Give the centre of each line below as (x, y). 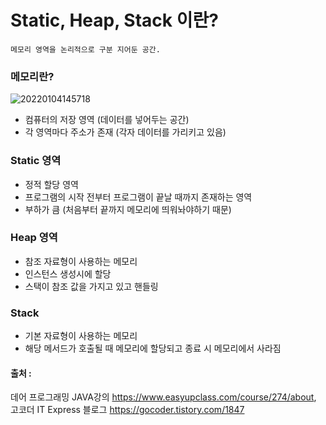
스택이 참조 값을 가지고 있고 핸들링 (91, 286)
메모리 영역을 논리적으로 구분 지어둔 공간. (85, 49)
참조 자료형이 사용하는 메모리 (81, 261)
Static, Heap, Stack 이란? (114, 20)
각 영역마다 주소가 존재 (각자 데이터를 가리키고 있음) (125, 132)
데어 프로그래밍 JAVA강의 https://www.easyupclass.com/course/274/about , (163, 397)
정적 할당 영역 (51, 184)
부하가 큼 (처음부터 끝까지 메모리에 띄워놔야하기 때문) (128, 209)
